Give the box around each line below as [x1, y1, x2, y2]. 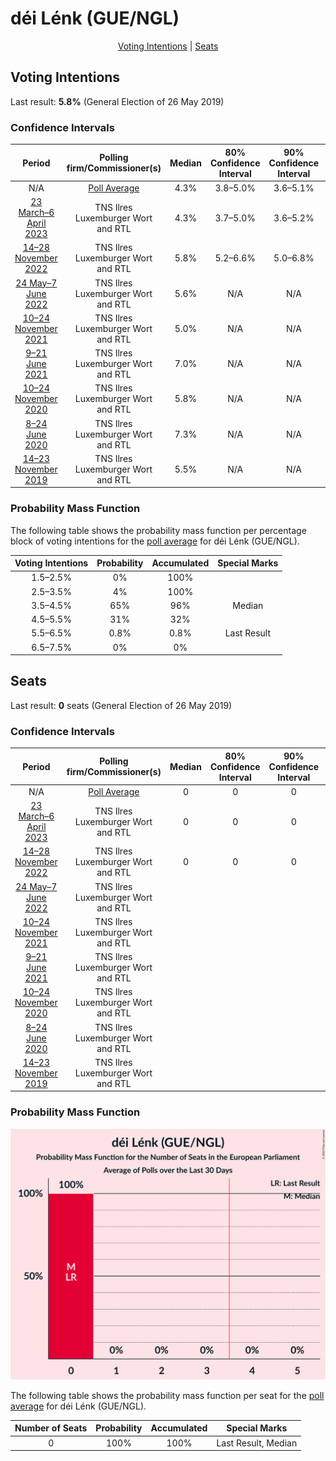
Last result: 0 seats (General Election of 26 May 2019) [10, 699, 233, 711]
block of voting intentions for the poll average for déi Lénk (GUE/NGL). [10, 535, 300, 547]
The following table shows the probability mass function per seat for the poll [10, 1389, 325, 1401]
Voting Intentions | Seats [117, 40, 219, 52]
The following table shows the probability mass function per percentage [10, 524, 307, 536]
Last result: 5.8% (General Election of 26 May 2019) [10, 95, 225, 107]
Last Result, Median [216, 1437, 298, 1449]
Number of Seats [14, 1422, 88, 1434]
